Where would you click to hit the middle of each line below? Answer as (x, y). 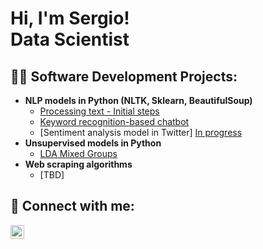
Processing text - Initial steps (99, 111)
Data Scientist (70, 39)
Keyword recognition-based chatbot (114, 121)
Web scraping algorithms (78, 164)
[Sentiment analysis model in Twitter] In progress (141, 132)
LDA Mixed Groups (78, 153)
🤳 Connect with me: (72, 206)
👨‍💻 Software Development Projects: (124, 76)
